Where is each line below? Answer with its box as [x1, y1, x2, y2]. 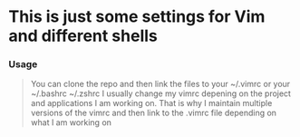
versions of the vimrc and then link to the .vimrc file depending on [30, 107, 277, 119]
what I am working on [30, 117, 112, 128]
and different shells [8, 25, 158, 46]
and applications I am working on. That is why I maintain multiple [30, 98, 273, 109]
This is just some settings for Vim [8, 6, 266, 27]
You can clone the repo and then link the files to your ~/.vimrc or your [30, 79, 291, 90]
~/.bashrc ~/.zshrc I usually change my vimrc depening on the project [30, 88, 292, 99]
